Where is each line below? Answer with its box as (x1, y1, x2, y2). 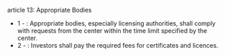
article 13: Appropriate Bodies (7, 6, 92, 14)
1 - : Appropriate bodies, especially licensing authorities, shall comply (17, 19, 216, 27)
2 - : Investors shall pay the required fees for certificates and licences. (17, 41, 219, 49)
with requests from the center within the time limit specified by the (17, 27, 208, 35)
